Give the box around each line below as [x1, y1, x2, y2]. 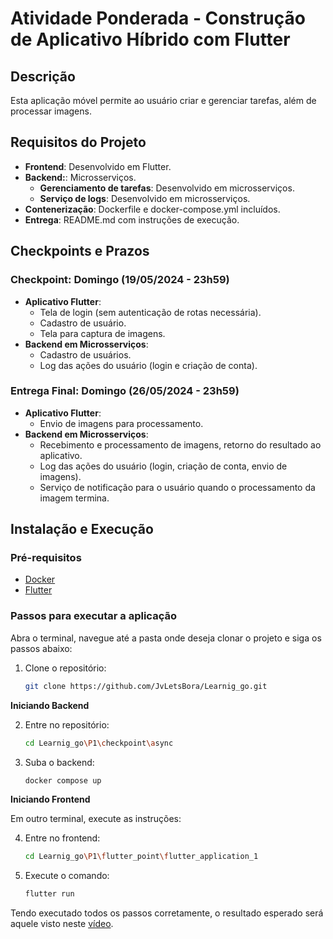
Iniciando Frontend [10, 793, 91, 806]
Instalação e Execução [10, 521, 154, 538]
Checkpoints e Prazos [10, 243, 150, 260]
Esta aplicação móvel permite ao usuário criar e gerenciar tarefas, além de [10, 95, 317, 106]
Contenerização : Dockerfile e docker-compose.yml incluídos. [24, 203, 281, 215]
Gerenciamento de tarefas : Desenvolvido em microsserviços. [39, 182, 295, 194]
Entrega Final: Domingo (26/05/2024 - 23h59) [10, 384, 240, 398]
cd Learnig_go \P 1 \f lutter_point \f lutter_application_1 [24, 852, 259, 862]
